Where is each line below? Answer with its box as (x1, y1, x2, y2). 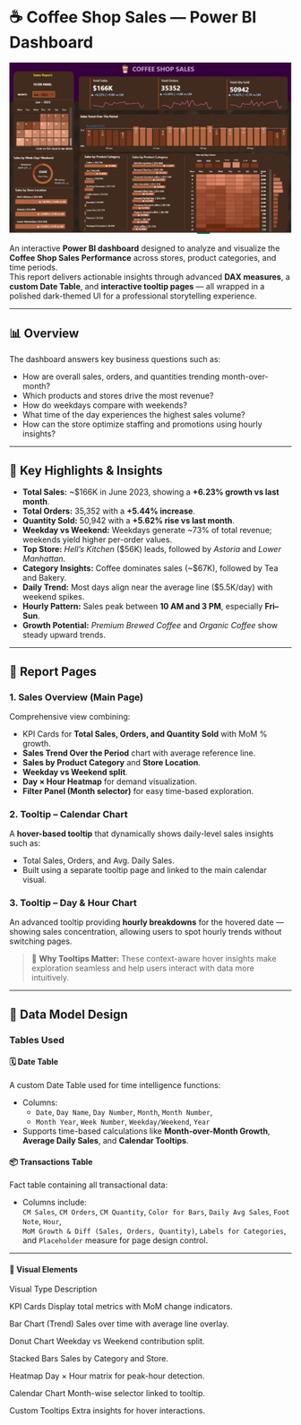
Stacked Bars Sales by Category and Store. (9, 1353, 168, 1364)
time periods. (9, 262, 58, 272)
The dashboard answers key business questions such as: (9, 354, 221, 365)
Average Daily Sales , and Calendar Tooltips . (21, 1136, 189, 1145)
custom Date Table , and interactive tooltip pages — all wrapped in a (9, 281, 265, 291)
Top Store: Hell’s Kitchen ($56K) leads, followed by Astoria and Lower (21, 544, 282, 555)
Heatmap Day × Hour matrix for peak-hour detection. (9, 1370, 205, 1381)
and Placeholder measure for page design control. (21, 1235, 209, 1246)
